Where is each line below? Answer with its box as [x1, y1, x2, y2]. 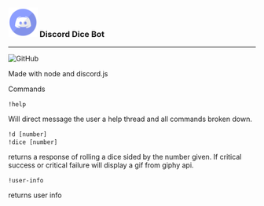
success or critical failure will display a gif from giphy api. [8, 160, 194, 170]
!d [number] [8, 131, 47, 138]
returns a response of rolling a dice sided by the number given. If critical [8, 153, 242, 162]
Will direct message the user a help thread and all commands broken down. [8, 114, 253, 124]
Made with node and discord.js [8, 69, 108, 79]
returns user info [8, 190, 63, 200]
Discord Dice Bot [38, 28, 104, 39]
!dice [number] [8, 138, 58, 146]
